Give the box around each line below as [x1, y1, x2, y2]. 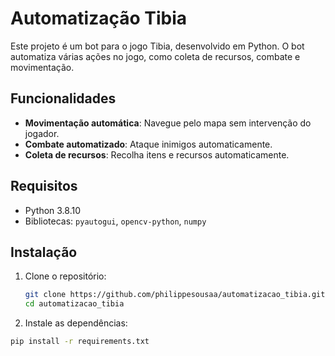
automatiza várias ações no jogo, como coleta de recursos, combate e [10, 50, 301, 62]
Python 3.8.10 [24, 204, 82, 216]
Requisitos [10, 178, 78, 195]
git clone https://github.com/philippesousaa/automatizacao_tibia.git [24, 290, 326, 300]
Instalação [10, 243, 78, 261]
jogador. [24, 127, 60, 139]
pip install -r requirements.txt [10, 337, 150, 347]
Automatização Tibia [10, 7, 188, 30]
